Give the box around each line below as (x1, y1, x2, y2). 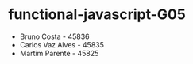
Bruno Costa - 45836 (19, 32, 90, 41)
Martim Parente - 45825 (19, 48, 99, 58)
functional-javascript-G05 (8, 6, 187, 24)
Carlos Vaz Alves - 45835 (19, 40, 105, 49)
